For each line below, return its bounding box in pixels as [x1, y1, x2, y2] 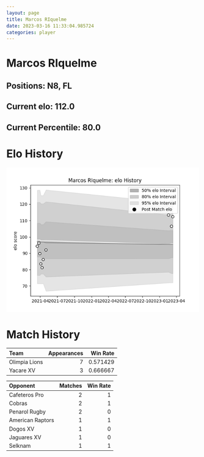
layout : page [6, 10, 40, 16]
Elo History [6, 147, 64, 160]
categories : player [6, 29, 56, 35]
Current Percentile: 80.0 [6, 122, 101, 133]
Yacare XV [9, 367, 35, 374]
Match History [6, 327, 81, 341]
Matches [59, 382, 82, 390]
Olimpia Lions [9, 359, 43, 366]
